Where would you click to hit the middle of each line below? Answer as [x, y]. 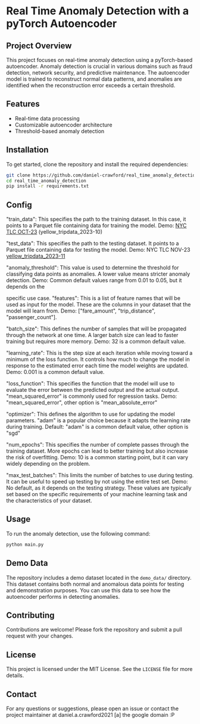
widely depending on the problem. [48, 464]
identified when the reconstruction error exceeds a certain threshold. [91, 85]
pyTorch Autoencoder [62, 24]
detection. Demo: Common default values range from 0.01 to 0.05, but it [94, 280]
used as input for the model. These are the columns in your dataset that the [99, 305]
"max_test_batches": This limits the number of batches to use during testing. [100, 475]
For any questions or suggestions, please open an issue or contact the [93, 708]
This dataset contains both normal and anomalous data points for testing [95, 584]
